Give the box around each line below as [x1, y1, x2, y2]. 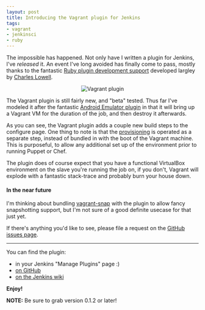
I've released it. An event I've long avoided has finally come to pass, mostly [6, 60, 196, 68]
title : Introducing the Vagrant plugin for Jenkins [6, 15, 140, 21]
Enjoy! [6, 285, 23, 292]
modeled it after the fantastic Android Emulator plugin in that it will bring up [6, 104, 195, 110]
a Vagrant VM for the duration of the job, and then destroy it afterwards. [6, 110, 187, 117]
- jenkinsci [6, 32, 37, 38]
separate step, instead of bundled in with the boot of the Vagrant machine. [6, 135, 193, 142]
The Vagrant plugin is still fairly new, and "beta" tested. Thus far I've [6, 97, 178, 104]
